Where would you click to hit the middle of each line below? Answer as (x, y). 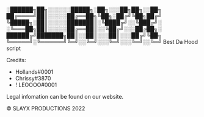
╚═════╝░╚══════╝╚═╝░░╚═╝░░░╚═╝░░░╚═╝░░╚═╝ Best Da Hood (102, 42)
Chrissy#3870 (33, 78)
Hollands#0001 (34, 72)
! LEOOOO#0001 (36, 85)
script (14, 48)
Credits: (16, 60)
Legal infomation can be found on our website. (65, 97)
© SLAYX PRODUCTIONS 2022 (46, 108)
